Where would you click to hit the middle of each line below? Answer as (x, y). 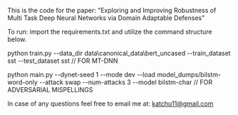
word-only (22, 82)
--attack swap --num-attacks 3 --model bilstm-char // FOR (125, 82)
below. (17, 39)
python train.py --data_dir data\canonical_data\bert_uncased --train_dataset (119, 53)
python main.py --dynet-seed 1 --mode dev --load (81, 75)
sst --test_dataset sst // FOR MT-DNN (63, 61)
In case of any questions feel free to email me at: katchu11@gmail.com (110, 104)
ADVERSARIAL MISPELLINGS (50, 90)
